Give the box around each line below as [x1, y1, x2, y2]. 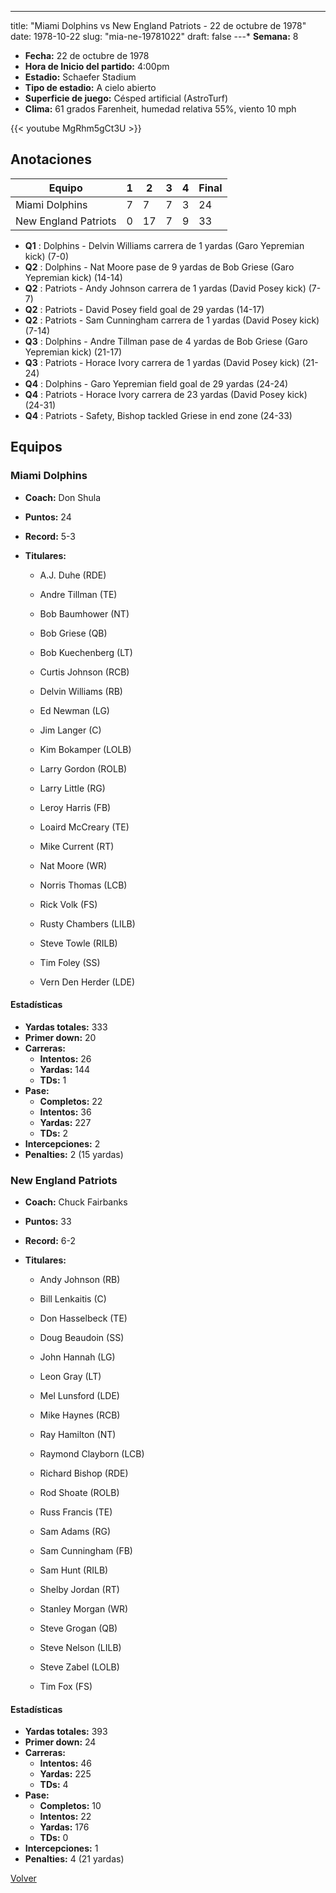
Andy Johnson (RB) [39, 1274, 121, 1285]
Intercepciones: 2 [24, 1137, 101, 1150]
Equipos [10, 439, 63, 456]
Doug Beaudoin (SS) [39, 1332, 125, 1343]
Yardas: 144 [39, 1063, 91, 1075]
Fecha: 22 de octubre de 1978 [24, 50, 150, 61]
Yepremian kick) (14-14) [24, 271, 123, 283]
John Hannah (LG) [39, 1351, 116, 1363]
